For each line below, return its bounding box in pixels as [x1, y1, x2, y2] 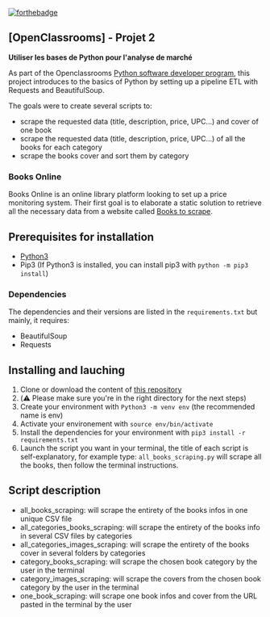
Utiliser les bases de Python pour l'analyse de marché [8, 52, 193, 62]
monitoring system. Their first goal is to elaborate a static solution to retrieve [8, 198, 262, 208]
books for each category [19, 142, 102, 152]
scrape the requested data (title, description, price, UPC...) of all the [19, 133, 246, 143]
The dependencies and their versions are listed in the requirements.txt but [8, 307, 258, 317]
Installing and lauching [8, 363, 125, 377]
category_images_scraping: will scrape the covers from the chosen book [19, 573, 262, 583]
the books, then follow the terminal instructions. [19, 460, 179, 470]
